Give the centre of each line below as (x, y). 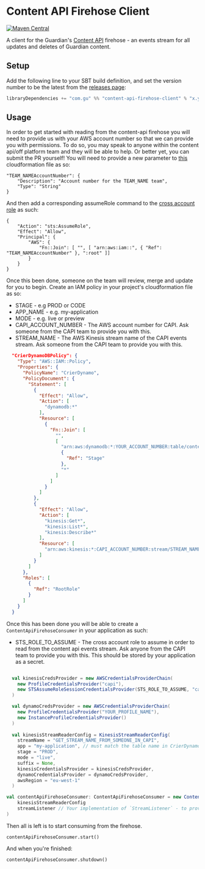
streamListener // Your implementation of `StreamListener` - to (102, 809)
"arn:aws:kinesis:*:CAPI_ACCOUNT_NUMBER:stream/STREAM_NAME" (124, 549)
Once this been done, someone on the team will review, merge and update (100, 280)
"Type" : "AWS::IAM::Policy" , (54, 362)
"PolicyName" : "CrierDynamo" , (61, 373)
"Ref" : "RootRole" (57, 589)
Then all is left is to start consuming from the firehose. (74, 826)
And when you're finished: (39, 848)
